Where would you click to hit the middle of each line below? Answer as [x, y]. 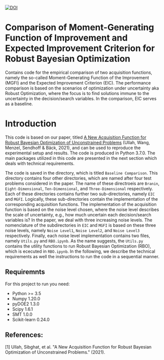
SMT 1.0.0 [22, 314]
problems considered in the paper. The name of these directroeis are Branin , [82, 183]
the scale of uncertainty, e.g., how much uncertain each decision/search [78, 214]
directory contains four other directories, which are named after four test [78, 178]
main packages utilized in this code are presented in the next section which [81, 158]
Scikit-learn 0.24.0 [31, 319]
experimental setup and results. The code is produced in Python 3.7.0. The [80, 153]
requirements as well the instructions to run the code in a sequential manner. [82, 256]
